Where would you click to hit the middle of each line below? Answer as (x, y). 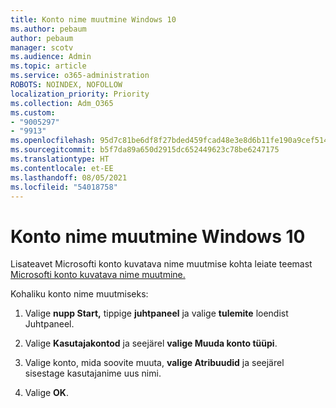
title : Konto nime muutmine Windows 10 (93, 19)
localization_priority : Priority (80, 94)
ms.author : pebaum (48, 29)
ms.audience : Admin (51, 57)
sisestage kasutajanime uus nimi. (93, 373)
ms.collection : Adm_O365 (62, 103)
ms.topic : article (48, 66)
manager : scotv (42, 47)
